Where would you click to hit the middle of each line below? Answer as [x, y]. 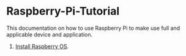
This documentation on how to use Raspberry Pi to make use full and [93, 28]
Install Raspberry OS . [42, 46]
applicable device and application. [50, 34]
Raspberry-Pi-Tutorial [63, 11]
